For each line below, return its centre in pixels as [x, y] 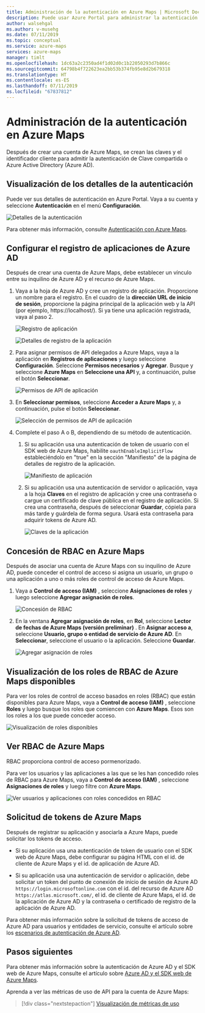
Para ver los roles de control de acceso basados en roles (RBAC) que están [101, 696]
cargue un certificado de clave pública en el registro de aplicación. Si [111, 501]
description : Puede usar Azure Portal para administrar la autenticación [102, 18]
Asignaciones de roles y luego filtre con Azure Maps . [74, 786]
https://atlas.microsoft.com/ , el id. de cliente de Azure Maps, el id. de [106, 895]
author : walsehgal [30, 23]
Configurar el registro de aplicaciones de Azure [98, 249]
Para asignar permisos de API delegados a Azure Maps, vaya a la [97, 353]
